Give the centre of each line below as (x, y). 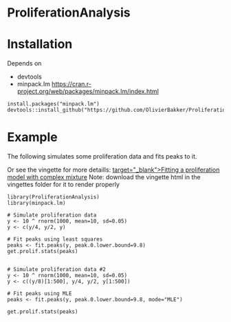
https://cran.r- (71, 84)
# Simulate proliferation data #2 (57, 270)
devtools (30, 77)
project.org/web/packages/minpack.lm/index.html (88, 92)
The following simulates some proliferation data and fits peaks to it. (102, 157)
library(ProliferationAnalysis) (53, 197)
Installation (40, 44)
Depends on (24, 63)
